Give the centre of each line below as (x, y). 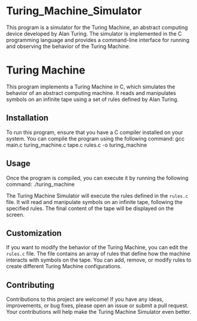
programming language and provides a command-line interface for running (98, 40)
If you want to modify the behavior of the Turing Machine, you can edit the (97, 247)
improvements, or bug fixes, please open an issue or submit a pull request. (97, 306)
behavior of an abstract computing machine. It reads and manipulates (91, 93)
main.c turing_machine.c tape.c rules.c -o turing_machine (77, 145)
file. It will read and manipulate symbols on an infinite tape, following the (94, 202)
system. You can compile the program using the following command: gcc (96, 138)
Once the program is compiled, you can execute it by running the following (97, 178)
